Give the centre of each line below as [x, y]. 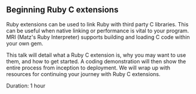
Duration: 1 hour [26, 86]
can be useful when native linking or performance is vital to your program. [98, 31]
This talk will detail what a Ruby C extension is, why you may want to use [96, 55]
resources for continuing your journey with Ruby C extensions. [83, 74]
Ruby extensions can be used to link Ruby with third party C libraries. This [97, 24]
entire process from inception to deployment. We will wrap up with [88, 68]
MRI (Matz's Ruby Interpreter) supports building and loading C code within [98, 37]
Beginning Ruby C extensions [62, 10]
